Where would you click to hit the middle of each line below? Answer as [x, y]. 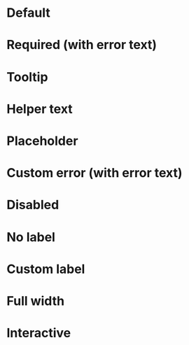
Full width [35, 301]
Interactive [39, 333]
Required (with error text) [82, 45]
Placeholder [42, 141]
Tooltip [27, 77]
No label [31, 237]
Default [28, 13]
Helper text [40, 109]
